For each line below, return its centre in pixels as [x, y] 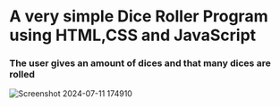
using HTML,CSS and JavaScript [133, 35]
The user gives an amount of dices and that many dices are [140, 63]
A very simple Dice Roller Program [139, 16]
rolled [22, 75]
